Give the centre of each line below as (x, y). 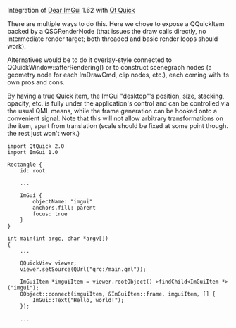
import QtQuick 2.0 (36, 146)
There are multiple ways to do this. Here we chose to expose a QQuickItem (116, 24)
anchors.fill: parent (64, 208)
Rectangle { (25, 165)
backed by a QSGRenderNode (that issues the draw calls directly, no (107, 31)
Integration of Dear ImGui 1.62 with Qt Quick (71, 10)
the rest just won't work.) (44, 133)
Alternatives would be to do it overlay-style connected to (90, 60)
